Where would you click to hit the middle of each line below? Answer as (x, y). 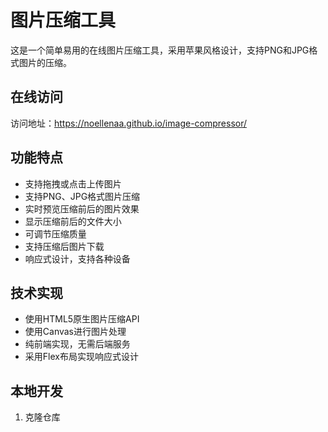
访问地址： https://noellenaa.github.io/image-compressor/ (129, 123)
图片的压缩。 (45, 62)
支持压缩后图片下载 (64, 246)
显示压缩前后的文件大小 (73, 221)
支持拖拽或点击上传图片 (73, 183)
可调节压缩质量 (55, 233)
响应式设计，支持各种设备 (77, 258)
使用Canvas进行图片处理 (75, 332)
